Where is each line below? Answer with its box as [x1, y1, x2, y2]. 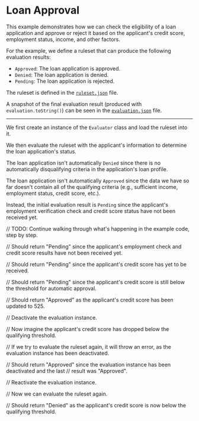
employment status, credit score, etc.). [6, 189, 101, 197]
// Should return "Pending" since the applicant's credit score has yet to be [6, 261, 187, 268]
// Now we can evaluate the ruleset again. [6, 390, 108, 397]
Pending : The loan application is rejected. [14, 78, 115, 85]
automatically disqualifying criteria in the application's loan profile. [6, 165, 168, 172]
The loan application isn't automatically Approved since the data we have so [6, 177, 190, 184]
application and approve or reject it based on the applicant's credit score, [6, 29, 185, 36]
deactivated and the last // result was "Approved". [6, 367, 128, 374]
